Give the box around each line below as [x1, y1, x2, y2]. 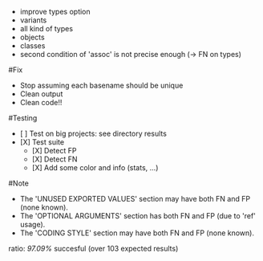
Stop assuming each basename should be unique [19, 80, 184, 90]
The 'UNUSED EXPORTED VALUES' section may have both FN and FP [19, 194, 251, 203]
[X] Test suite [19, 137, 65, 147]
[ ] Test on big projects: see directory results [19, 128, 167, 138]
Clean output [19, 89, 63, 99]
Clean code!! [19, 98, 63, 107]
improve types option [19, 7, 91, 16]
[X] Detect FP [31, 146, 77, 155]
